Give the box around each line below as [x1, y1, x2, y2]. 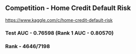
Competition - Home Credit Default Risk [5, 4, 131, 12]
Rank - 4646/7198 [5, 43, 50, 50]
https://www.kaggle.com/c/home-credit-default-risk [5, 17, 113, 23]
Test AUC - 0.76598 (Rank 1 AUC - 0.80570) [5, 29, 114, 36]
